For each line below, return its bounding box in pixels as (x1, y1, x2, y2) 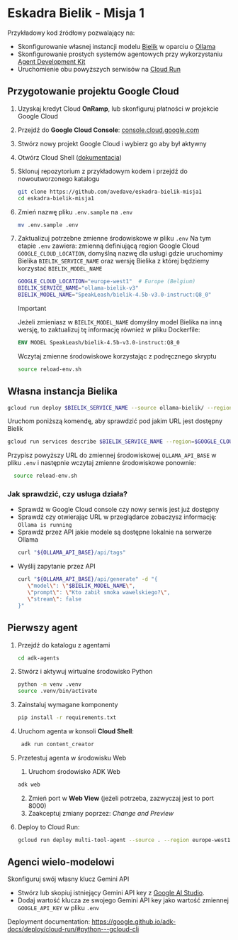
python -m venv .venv (17, 681, 81, 688)
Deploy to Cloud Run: (17, 822, 80, 831)
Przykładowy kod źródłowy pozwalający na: (7, 28, 135, 37)
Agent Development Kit (17, 57, 86, 65)
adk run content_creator (21, 740, 94, 748)
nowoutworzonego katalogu (17, 174, 100, 182)
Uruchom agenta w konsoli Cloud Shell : (17, 727, 135, 736)
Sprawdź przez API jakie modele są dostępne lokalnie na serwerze (17, 528, 212, 537)
